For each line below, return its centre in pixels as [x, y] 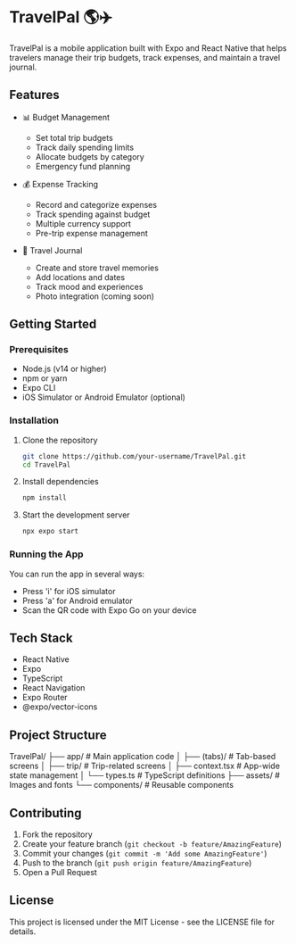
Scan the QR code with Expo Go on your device [110, 610]
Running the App [46, 554]
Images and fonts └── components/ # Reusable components [122, 785]
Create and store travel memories [97, 268]
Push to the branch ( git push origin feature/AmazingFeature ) [137, 863]
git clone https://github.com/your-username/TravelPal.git [134, 456]
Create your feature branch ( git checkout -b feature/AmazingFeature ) [152, 843]
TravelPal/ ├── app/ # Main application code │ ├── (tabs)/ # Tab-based [143, 757]
